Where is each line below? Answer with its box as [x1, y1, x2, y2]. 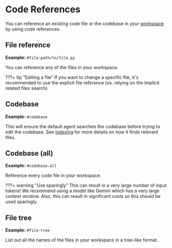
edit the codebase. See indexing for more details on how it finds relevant [5, 129, 159, 135]
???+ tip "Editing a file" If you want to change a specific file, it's [5, 74, 139, 80]
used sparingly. [5, 198, 38, 205]
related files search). [5, 85, 49, 91]
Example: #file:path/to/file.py [5, 54, 75, 60]
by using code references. [5, 26, 61, 32]
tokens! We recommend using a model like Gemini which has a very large [5, 188, 160, 194]
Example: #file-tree [5, 227, 50, 233]
